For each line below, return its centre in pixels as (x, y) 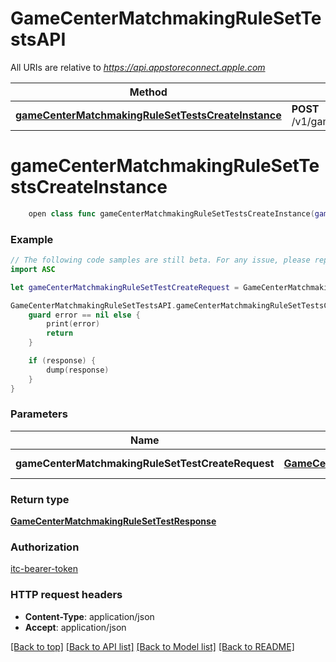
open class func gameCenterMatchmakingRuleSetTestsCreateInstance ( (171, 213)
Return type (40, 499)
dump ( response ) (78, 370)
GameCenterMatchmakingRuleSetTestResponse (113, 521)
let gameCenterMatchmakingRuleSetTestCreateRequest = (125, 287)
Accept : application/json (75, 627)
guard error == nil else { (84, 315)
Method (148, 92)
